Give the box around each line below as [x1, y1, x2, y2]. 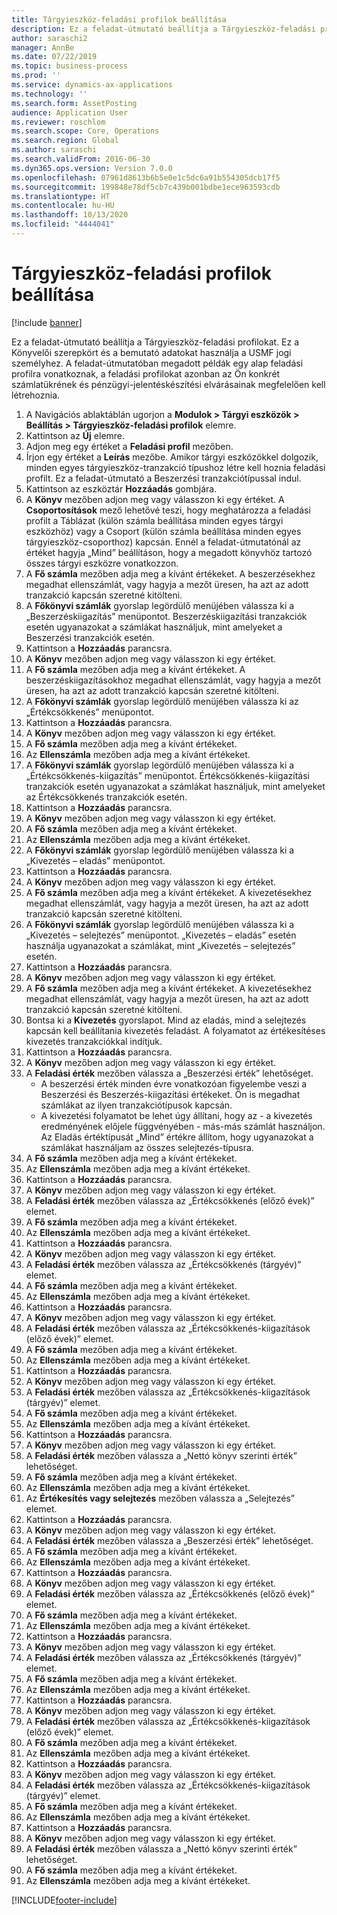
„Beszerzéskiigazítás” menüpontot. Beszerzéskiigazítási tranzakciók [25, 610, 308, 622]
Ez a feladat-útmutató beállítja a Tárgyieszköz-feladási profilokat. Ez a [11, 336, 300, 348]
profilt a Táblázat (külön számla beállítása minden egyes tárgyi [25, 514, 284, 526]
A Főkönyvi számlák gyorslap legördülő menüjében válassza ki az [25, 695, 299, 707]
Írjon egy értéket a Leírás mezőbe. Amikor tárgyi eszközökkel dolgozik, [25, 451, 319, 463]
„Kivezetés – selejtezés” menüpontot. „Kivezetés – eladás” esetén [25, 929, 297, 941]
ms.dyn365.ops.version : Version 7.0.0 [11, 163, 173, 173]
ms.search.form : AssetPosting [11, 98, 138, 108]
